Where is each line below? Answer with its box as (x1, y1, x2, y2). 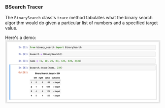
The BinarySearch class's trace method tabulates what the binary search (5, 15, 153, 21)
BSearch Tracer (5, 3, 43, 10)
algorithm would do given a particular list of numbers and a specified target (5, 20, 158, 26)
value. (5, 25, 18, 31)
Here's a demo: (5, 35, 36, 40)
